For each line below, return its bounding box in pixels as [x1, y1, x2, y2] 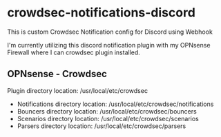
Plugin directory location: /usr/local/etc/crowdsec [7, 86, 148, 94]
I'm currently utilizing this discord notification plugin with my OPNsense [7, 41, 211, 49]
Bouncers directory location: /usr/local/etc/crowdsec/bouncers [17, 107, 197, 115]
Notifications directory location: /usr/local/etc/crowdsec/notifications [17, 100, 214, 108]
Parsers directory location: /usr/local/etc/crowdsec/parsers [17, 122, 186, 130]
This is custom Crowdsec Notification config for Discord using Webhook [7, 28, 213, 36]
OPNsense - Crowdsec [7, 68, 107, 80]
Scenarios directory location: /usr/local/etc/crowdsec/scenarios [17, 114, 199, 123]
